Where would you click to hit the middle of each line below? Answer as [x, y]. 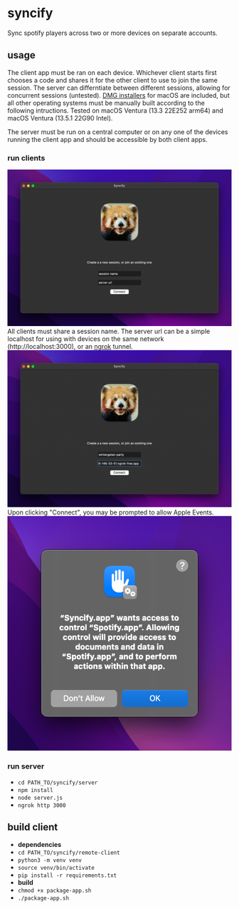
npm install [35, 790]
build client [33, 827]
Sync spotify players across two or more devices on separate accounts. [113, 33]
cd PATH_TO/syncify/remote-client [69, 853]
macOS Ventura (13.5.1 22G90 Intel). [60, 118]
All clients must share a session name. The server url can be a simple [109, 331]
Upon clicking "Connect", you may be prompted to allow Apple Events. [111, 512]
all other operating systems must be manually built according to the [106, 103]
